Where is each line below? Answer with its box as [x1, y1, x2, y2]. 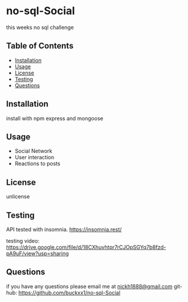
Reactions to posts [14, 160, 60, 167]
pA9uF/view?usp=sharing [6, 250, 69, 257]
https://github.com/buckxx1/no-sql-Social [18, 289, 120, 296]
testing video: [6, 237, 40, 244]
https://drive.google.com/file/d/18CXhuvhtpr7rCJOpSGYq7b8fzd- [6, 244, 166, 250]
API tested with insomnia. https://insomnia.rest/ [6, 226, 122, 233]
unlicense [6, 193, 30, 200]
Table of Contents [6, 41, 74, 51]
